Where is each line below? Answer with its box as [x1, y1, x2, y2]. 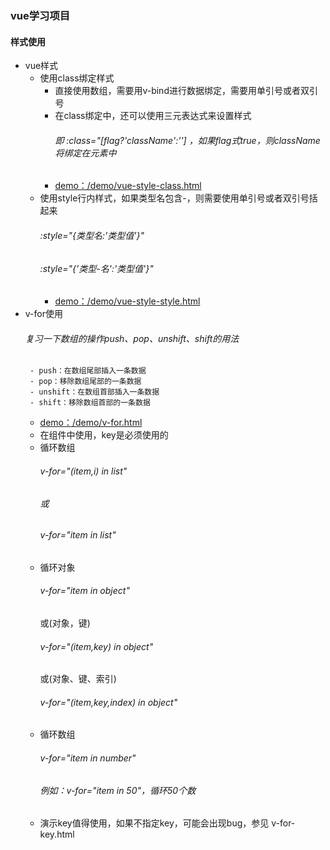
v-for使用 [24, 308, 63, 320]
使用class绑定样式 [39, 72, 115, 84]
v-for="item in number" [39, 752, 137, 764]
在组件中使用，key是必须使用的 [39, 429, 169, 441]
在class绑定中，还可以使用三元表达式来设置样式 [54, 110, 252, 122]
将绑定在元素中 [54, 147, 117, 159]
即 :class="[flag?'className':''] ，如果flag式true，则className [54, 134, 321, 146]
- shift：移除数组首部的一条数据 [29, 398, 151, 408]
